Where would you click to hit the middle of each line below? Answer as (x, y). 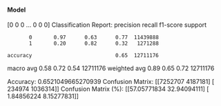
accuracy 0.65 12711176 (83, 56)
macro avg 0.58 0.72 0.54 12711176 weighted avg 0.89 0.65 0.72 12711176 (111, 68)
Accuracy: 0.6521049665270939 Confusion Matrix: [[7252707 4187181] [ (111, 82)
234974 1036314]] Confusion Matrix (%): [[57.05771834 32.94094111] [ (108, 89)
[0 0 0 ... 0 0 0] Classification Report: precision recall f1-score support (107, 25)
